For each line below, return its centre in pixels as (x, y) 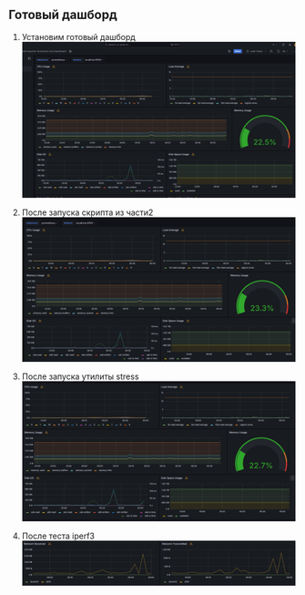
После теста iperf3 (58, 536)
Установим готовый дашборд (78, 36)
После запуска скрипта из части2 (87, 212)
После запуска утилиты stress (80, 376)
